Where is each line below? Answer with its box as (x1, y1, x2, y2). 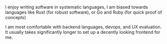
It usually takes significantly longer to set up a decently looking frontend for (5, 29, 161, 35)
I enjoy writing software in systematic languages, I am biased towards (5, 4, 148, 10)
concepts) (5, 15, 26, 20)
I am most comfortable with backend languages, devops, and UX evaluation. (5, 24, 162, 30)
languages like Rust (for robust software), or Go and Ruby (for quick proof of (5, 9, 163, 15)
